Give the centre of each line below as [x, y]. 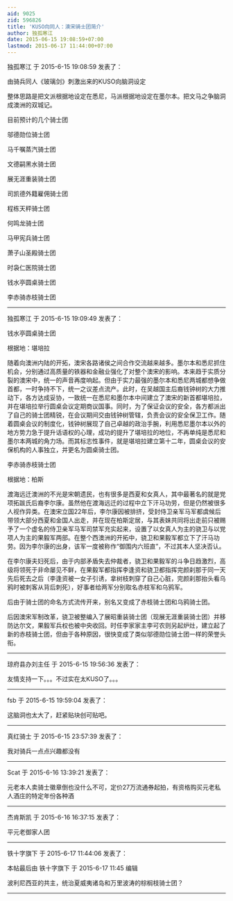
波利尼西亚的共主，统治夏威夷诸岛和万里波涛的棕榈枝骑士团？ [95, 883]
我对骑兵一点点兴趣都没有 [44, 751]
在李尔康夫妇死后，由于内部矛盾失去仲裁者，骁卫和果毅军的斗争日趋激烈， [113, 561]
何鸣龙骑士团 [25, 223]
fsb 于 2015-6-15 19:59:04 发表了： [57, 700]
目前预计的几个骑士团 [37, 120]
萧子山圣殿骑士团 [32, 253]
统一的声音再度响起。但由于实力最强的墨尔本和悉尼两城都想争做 [135, 380]
